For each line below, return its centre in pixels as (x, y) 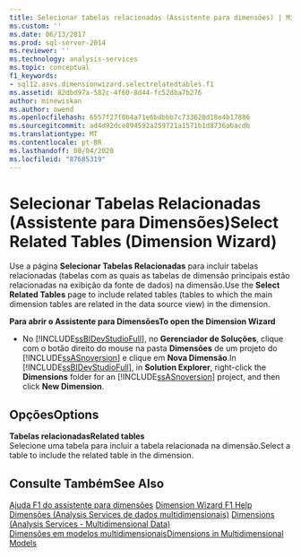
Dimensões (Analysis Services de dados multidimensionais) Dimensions (142, 515)
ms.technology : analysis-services (74, 59)
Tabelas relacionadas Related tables (77, 436)
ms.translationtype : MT (54, 134)
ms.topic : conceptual (50, 68)
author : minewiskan (46, 101)
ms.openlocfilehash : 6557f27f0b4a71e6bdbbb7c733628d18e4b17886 (130, 117)
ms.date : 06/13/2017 (48, 34)
